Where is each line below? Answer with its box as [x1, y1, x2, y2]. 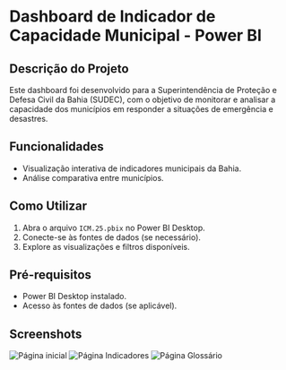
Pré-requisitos [9, 267, 92, 283]
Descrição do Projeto [9, 61, 129, 76]
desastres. [9, 114, 48, 124]
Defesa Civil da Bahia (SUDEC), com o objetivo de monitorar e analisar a [9, 94, 276, 105]
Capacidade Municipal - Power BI [9, 25, 263, 46]
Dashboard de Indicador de [9, 6, 216, 27]
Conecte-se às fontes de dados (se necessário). [22, 231, 202, 243]
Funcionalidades [9, 139, 105, 154]
